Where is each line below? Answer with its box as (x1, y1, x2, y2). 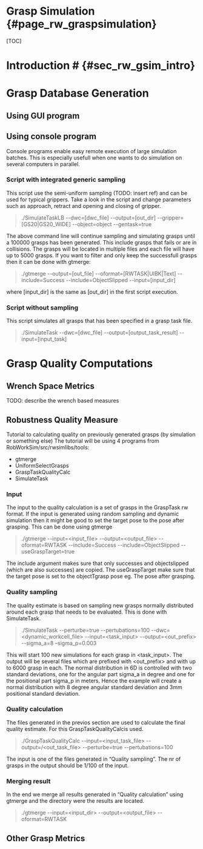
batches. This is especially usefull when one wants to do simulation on (6, 154, 182, 161)
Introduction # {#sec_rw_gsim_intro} (6, 59, 196, 72)
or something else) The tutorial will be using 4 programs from (6, 437, 159, 445)
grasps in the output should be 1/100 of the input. (6, 761, 129, 769)
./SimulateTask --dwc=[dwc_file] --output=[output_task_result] (21, 329, 178, 336)
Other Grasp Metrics (6, 833, 85, 844)
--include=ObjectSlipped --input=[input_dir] (65, 276, 176, 283)
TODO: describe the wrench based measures (6, 397, 119, 404)
